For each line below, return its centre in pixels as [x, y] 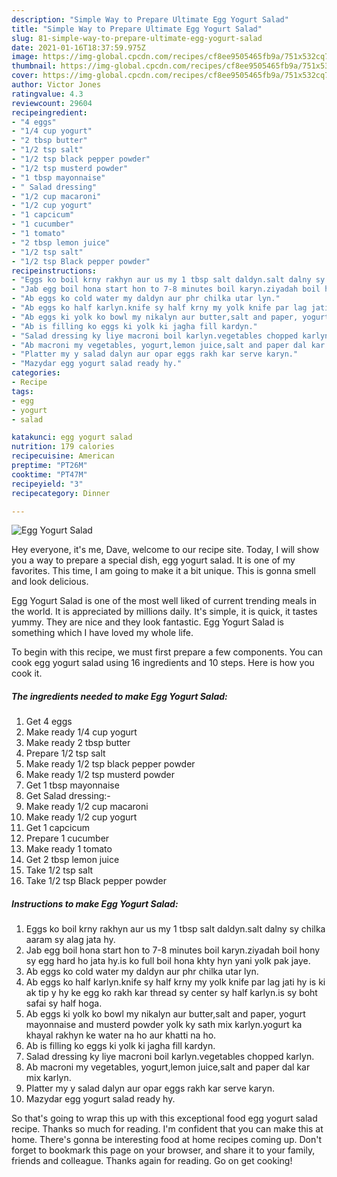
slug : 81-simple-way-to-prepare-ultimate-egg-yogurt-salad [137, 38]
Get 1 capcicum [58, 828]
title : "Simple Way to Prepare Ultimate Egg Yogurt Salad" [137, 29]
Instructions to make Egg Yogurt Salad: [95, 903]
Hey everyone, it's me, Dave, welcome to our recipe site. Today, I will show [165, 550]
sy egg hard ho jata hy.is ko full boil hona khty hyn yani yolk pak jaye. [168, 961]
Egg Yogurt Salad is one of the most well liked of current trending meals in [164, 601]
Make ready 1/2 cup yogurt [81, 817]
